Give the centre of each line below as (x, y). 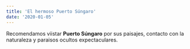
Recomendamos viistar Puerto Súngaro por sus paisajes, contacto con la (95, 33)
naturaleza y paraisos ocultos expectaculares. (62, 40)
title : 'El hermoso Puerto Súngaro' (51, 11)
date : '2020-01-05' (30, 17)
